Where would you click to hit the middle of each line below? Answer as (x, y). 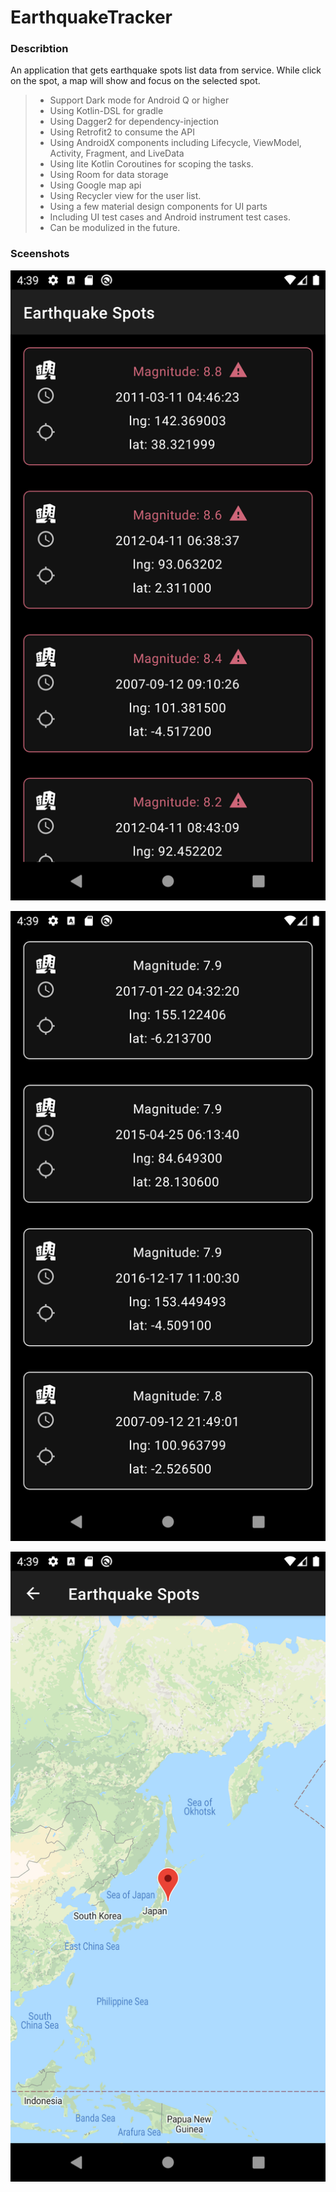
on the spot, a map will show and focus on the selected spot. (135, 81)
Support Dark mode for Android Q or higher (139, 100)
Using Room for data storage (109, 175)
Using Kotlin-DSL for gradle (106, 111)
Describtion (39, 49)
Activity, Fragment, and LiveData (117, 153)
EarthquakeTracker (91, 17)
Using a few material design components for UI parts (158, 207)
